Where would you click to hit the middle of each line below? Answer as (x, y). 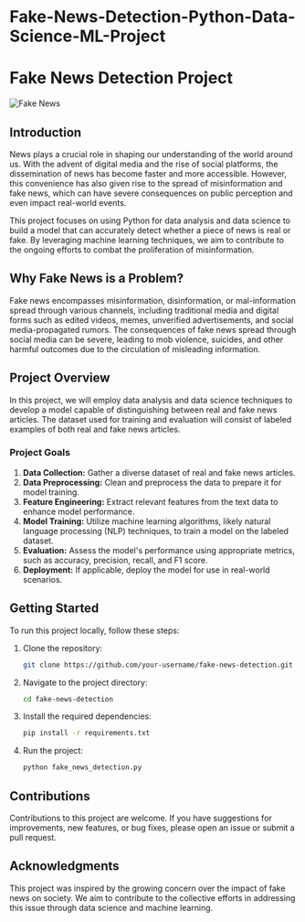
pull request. (33, 837)
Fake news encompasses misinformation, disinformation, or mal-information (153, 300)
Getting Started (54, 609)
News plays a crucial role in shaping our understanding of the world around (152, 154)
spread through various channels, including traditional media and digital (144, 310)
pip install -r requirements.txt (86, 734)
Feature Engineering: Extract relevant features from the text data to (150, 501)
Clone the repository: (63, 648)
